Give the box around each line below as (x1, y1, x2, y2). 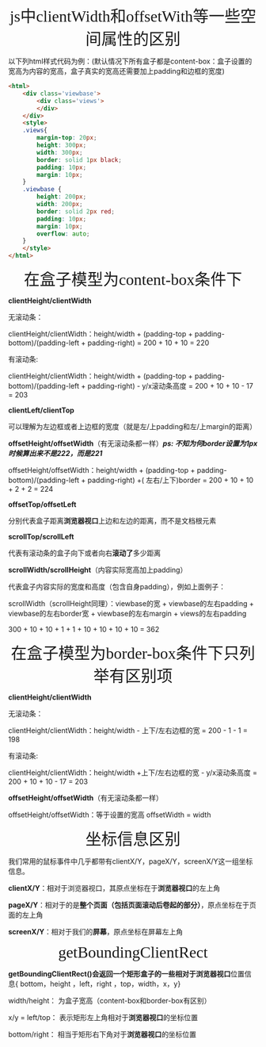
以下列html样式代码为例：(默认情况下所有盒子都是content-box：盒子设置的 (8, 56, 253, 66)
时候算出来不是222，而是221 (8, 449, 103, 458)
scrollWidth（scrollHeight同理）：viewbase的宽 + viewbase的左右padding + (8, 599, 255, 608)
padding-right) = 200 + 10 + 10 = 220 (87, 338, 210, 347)
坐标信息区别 (85, 830, 180, 849)
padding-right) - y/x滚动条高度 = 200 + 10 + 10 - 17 (87, 382, 253, 390)
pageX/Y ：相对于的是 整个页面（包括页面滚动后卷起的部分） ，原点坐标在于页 (8, 900, 256, 910)
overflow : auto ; (36, 229, 90, 238)
